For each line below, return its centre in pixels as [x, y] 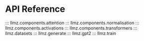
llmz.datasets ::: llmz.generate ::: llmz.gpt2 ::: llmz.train [61, 33]
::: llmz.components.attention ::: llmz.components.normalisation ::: [72, 23]
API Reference [35, 9]
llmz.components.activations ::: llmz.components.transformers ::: [71, 28]
